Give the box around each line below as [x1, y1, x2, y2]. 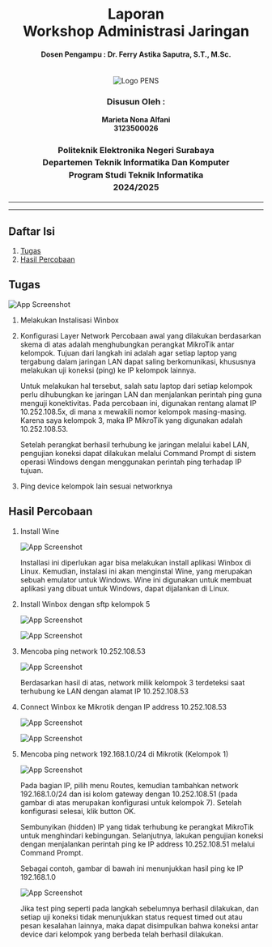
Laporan [108, 5, 164, 23]
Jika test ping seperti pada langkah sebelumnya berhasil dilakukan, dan [19, 903, 259, 913]
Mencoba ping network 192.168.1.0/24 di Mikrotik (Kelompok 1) [19, 749, 229, 758]
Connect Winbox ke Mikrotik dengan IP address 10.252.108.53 [19, 702, 227, 711]
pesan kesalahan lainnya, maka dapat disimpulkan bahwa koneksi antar [19, 920, 259, 930]
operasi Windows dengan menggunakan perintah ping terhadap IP [19, 457, 242, 467]
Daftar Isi [8, 224, 55, 238]
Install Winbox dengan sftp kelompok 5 [19, 599, 151, 608]
